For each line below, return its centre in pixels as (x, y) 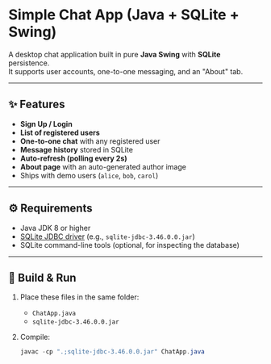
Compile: (35, 337)
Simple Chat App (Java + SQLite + (124, 15)
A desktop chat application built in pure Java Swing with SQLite (115, 54)
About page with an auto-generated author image (103, 166)
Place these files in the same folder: (79, 297)
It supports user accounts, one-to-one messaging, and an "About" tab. (126, 71)
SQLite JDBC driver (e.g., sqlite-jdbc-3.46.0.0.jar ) (107, 236)
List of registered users (60, 132)
